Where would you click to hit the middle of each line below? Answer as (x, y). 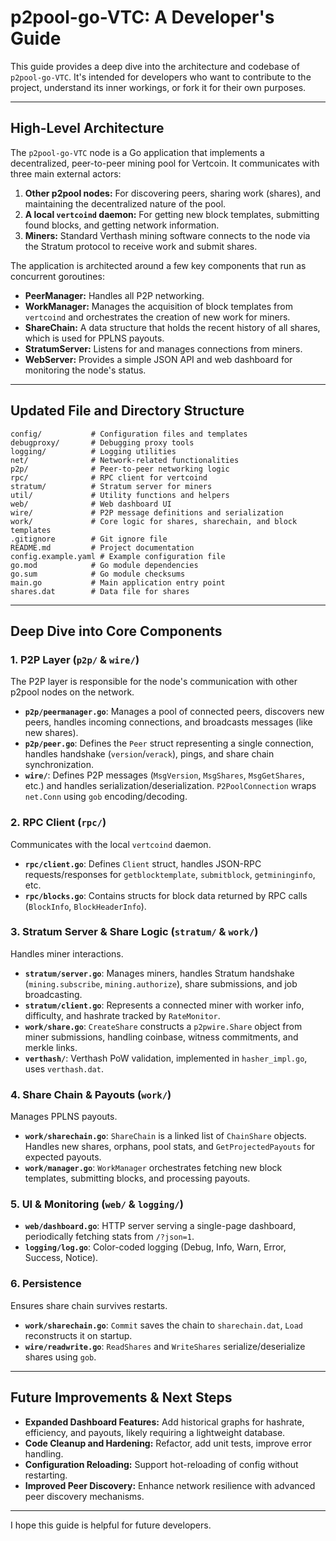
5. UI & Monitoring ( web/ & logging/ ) (97, 1204)
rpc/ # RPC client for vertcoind (109, 477)
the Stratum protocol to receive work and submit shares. (141, 246)
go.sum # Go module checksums (98, 574)
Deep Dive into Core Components (116, 631)
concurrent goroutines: (57, 276)
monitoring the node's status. (85, 370)
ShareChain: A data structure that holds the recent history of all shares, (172, 327)
